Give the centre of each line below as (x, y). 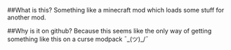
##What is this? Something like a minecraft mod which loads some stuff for (116, 10)
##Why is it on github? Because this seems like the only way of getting (110, 31)
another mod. (27, 17)
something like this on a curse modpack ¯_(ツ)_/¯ (78, 39)
